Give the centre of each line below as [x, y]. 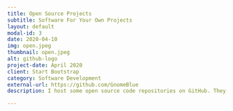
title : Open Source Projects [50, 14]
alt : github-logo [32, 59]
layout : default [31, 26]
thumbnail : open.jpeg [39, 53]
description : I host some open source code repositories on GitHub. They [117, 91]
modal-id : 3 [24, 33]
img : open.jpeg [29, 46]
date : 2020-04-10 [32, 40]
